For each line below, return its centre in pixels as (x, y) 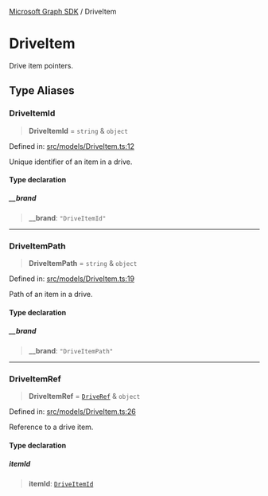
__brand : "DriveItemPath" (71, 351)
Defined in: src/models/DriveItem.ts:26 (72, 412)
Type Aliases (42, 91)
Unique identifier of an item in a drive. (71, 162)
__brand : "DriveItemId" (67, 218)
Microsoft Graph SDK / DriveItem (63, 12)
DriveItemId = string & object (78, 131)
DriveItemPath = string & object (83, 264)
